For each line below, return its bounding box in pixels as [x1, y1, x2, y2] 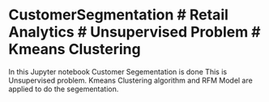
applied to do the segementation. [8, 83, 119, 94]
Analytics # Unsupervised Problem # [8, 23, 261, 41]
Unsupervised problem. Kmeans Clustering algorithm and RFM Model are [8, 75, 253, 85]
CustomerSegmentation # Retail [8, 6, 229, 24]
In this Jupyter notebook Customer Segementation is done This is [8, 66, 228, 76]
